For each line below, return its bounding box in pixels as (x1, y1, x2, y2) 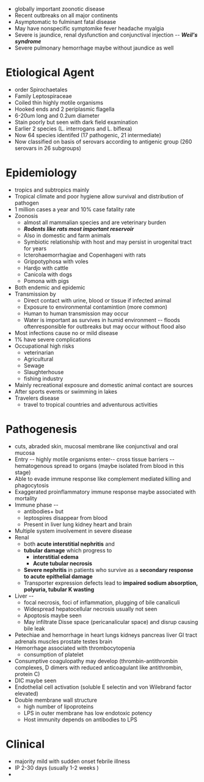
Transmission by (14, 290, 56, 298)
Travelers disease (14, 394, 59, 402)
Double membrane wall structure (14, 696, 98, 704)
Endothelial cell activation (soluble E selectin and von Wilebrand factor (14, 683, 192, 691)
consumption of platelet (23, 650, 84, 658)
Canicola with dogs (23, 271, 73, 278)
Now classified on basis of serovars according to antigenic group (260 (14, 138, 192, 145)
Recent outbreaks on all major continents (14, 12, 118, 19)
